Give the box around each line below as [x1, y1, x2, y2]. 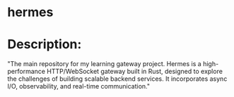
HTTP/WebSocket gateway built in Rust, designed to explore [47, 67, 223, 76]
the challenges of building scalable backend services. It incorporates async [7, 75, 228, 83]
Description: [7, 37, 82, 53]
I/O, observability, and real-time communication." [7, 82, 151, 91]
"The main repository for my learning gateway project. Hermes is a [7, 60, 201, 68]
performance [7, 67, 46, 76]
